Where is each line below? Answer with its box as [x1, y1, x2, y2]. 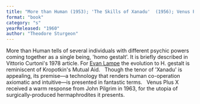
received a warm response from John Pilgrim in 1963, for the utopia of [6, 85, 178, 92]
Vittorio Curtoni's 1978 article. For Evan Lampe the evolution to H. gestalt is [6, 60, 190, 67]
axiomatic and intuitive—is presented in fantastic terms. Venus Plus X [6, 78, 179, 86]
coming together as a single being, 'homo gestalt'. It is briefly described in [6, 53, 189, 61]
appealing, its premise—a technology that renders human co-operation [6, 73, 180, 80]
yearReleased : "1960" [6, 25, 60, 31]
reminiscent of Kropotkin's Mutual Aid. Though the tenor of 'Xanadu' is [6, 66, 183, 73]
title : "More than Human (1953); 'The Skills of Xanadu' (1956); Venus [6, 8, 190, 15]
